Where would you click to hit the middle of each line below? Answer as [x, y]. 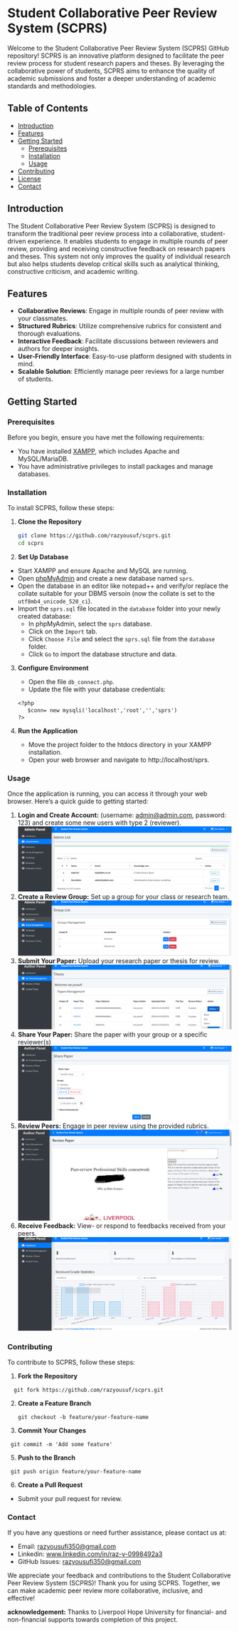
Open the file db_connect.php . [71, 682]
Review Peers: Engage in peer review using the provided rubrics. [113, 1126]
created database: [44, 616]
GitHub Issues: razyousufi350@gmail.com [79, 1562]
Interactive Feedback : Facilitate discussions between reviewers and [118, 341]
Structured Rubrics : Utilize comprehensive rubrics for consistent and [119, 326]
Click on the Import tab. [63, 631]
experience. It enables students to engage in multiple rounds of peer [128, 241]
